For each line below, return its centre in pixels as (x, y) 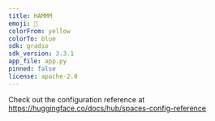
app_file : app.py (38, 62)
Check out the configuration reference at (77, 99)
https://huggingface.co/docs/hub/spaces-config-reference (107, 108)
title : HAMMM (30, 16)
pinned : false (32, 69)
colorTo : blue (32, 39)
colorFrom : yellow (39, 31)
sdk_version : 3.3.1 (41, 54)
